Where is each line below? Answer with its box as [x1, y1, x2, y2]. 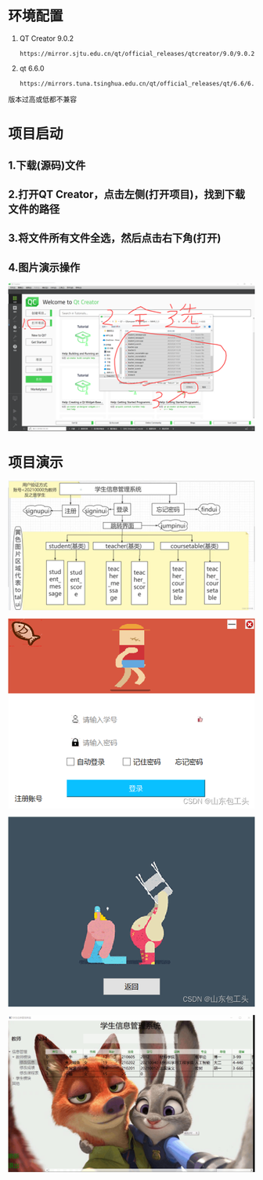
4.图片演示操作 [8, 261, 81, 274]
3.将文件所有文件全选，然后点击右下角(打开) [8, 232, 222, 245]
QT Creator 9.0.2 [19, 33, 74, 43]
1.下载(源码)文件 [8, 159, 86, 172]
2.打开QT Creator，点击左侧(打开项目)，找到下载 [8, 188, 246, 201]
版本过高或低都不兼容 [8, 94, 77, 104]
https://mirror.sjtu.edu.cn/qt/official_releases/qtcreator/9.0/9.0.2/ [19, 49, 258, 57]
